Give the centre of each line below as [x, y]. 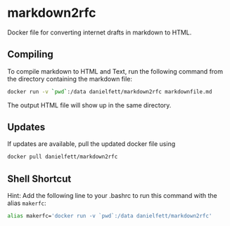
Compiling [31, 54]
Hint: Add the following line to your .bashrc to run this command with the [113, 196]
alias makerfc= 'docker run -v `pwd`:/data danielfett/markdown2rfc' [110, 216]
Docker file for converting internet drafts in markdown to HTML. [100, 32]
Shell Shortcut [39, 179]
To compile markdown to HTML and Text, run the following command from [115, 71]
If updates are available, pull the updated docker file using [91, 144]
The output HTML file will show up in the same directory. [89, 105]
